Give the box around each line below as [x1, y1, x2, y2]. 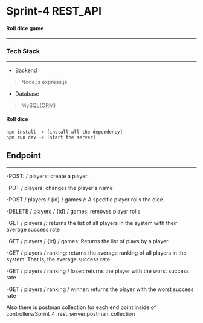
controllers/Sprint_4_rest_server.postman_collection [6, 310, 135, 317]
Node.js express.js [21, 78, 68, 85]
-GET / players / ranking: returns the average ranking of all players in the [6, 249, 187, 256]
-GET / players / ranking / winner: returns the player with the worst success [6, 285, 194, 293]
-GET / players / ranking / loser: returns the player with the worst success [6, 267, 189, 275]
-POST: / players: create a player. [6, 172, 89, 180]
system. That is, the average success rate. [6, 255, 112, 263]
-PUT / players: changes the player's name [6, 184, 113, 191]
